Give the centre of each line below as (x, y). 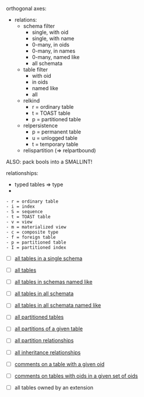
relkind (31, 101)
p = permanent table (57, 132)
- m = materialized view (36, 227)
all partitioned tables (39, 317)
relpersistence (41, 126)
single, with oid (50, 32)
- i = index (20, 207)
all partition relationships (44, 340)
